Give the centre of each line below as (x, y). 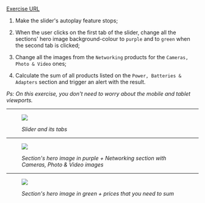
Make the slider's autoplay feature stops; (67, 20)
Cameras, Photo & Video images (63, 165)
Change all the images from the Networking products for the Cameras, (102, 57)
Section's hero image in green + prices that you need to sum (98, 194)
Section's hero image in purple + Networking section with (94, 158)
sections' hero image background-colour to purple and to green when (103, 39)
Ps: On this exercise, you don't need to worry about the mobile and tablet (99, 94)
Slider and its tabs (45, 129)
